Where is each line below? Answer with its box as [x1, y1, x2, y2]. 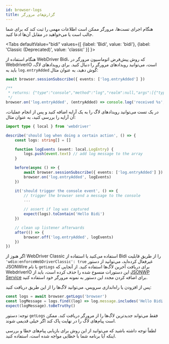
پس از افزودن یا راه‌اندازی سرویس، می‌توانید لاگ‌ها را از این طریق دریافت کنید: [6, 284, 152, 290]
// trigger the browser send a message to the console [24, 193, 141, 198]
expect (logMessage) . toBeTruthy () [6, 303, 76, 308]
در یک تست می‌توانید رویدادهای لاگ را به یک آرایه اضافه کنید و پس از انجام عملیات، [6, 109, 159, 115]
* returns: [8, 90, 31, 96]
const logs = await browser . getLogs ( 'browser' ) [6, 294, 107, 299]
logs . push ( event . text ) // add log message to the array [24, 152, 143, 157]
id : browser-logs [6, 7, 42, 13]
